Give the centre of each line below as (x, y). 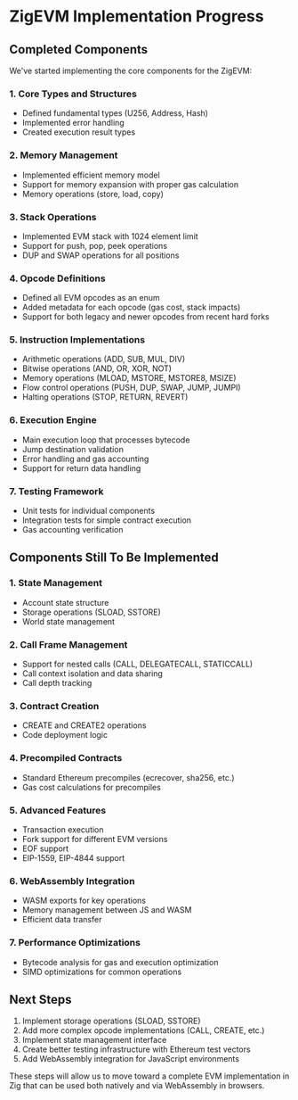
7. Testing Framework (56, 491)
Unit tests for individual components (89, 511)
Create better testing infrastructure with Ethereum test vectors (136, 1049)
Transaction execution (63, 829)
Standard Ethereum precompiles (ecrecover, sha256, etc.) (128, 777)
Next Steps (40, 1000)
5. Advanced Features (58, 810)
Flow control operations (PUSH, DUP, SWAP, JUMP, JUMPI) (132, 388)
